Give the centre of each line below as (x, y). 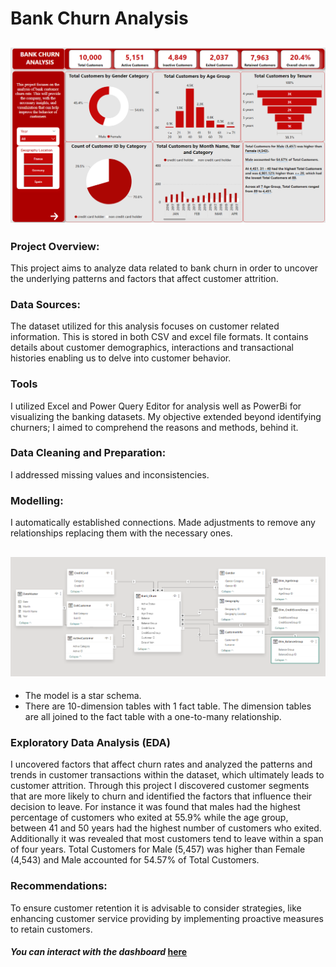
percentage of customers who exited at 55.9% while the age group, (149, 818)
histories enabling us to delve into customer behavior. (121, 358)
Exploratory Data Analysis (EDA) (90, 742)
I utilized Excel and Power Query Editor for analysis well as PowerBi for (156, 406)
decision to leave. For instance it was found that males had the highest (155, 807)
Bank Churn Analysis (99, 18)
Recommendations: (59, 886)
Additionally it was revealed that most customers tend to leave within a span (167, 839)
